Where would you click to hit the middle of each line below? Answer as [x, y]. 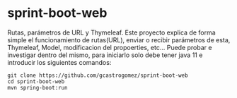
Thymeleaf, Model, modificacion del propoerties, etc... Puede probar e [110, 47]
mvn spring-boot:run [38, 87]
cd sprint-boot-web [36, 81]
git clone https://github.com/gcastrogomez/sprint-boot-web [98, 75]
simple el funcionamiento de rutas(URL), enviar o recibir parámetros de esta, [119, 39]
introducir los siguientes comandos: [59, 62]
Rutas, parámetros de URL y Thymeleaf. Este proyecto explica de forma [111, 32]
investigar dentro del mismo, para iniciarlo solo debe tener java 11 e [105, 55]
